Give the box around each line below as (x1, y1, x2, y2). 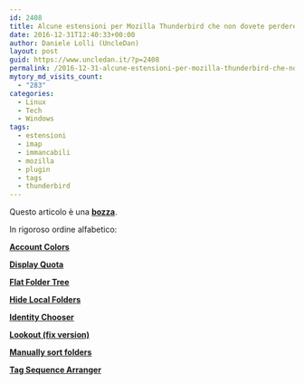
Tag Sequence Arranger (9, 364, 102, 376)
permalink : (9, 64, 51, 73)
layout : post (9, 47, 59, 56)
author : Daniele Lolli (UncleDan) (9, 38, 140, 48)
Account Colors (9, 242, 70, 253)
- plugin (17, 165, 51, 174)
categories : (9, 89, 54, 98)
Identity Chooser (9, 312, 75, 322)
